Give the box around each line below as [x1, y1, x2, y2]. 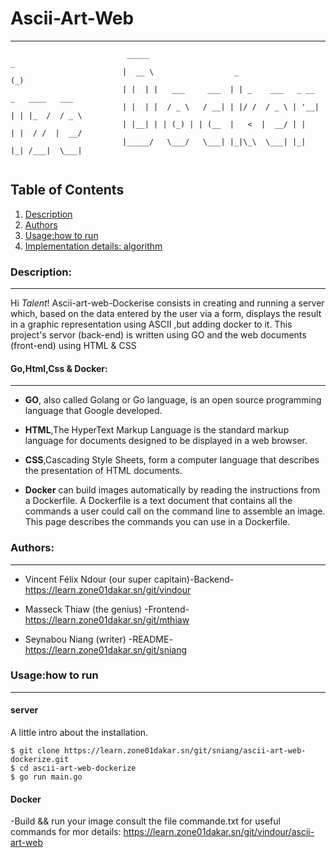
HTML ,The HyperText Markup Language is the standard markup [24, 424, 290, 436]
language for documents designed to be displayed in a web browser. [24, 435, 308, 447]
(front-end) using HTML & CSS [10, 340, 137, 352]
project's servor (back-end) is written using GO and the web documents [10, 329, 307, 341]
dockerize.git [10, 755, 70, 765]
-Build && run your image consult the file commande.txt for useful [10, 815, 281, 827]
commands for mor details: [10, 826, 122, 838]
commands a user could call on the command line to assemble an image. [24, 505, 326, 517]
